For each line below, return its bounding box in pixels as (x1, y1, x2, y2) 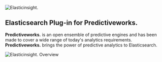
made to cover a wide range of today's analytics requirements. (5, 37, 132, 42)
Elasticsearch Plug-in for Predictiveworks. (5, 19, 138, 27)
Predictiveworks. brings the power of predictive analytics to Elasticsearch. (5, 42, 158, 48)
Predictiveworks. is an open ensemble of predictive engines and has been (5, 32, 157, 38)
